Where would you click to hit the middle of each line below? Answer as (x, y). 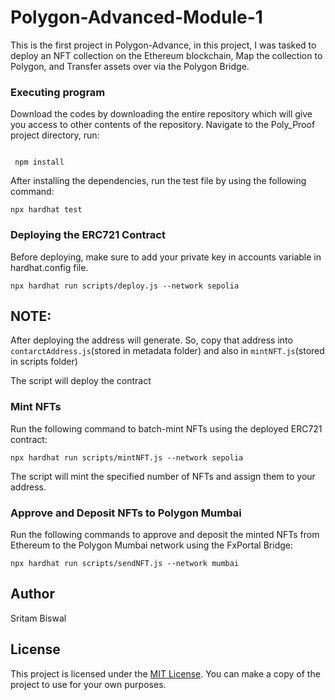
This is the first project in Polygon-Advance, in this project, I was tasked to (163, 45)
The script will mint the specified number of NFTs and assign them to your (163, 476)
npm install (39, 162)
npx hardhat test (46, 210)
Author (32, 594)
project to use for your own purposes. (88, 684)
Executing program (58, 92)
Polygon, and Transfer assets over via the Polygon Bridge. (130, 66)
